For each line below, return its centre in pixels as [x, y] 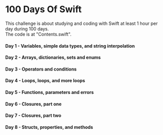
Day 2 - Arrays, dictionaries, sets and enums [53, 57]
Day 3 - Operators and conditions [41, 69]
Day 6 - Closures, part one [33, 104]
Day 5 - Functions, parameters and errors [50, 92]
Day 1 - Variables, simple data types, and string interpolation [70, 46]
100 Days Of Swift [44, 9]
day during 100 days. [27, 28]
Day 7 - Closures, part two [33, 116]
